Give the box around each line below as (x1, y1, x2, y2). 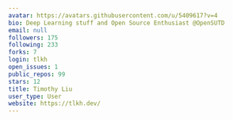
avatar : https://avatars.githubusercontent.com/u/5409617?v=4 (8, 11, 218, 20)
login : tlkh (8, 56, 48, 64)
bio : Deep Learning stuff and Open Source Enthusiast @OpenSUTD (8, 19, 225, 27)
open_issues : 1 (8, 63, 59, 71)
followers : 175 (8, 33, 59, 42)
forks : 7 (8, 48, 37, 56)
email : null (8, 26, 48, 34)
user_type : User (8, 92, 62, 100)
